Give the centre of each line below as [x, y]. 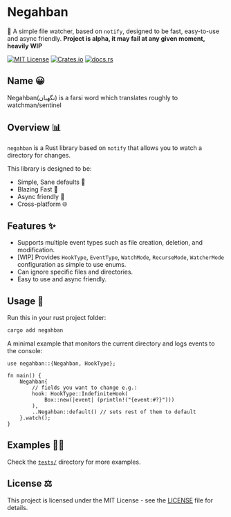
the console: [25, 351]
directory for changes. [39, 155]
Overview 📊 [34, 128]
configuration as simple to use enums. [72, 265]
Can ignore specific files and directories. [75, 272]
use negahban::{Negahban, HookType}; [62, 364]
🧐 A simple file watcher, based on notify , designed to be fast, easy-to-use [113, 31]
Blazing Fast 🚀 [38, 189]
